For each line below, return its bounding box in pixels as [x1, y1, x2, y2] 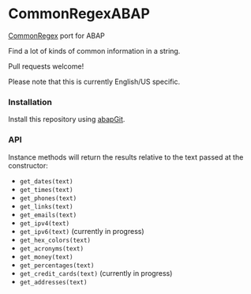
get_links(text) [19, 202, 73, 210]
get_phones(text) [19, 194, 77, 202]
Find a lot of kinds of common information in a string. [8, 46, 181, 55]
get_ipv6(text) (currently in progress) [19, 226, 144, 236]
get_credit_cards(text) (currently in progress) [19, 268, 173, 277]
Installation [8, 96, 53, 107]
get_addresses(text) [19, 278, 88, 286]
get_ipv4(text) [19, 219, 70, 228]
